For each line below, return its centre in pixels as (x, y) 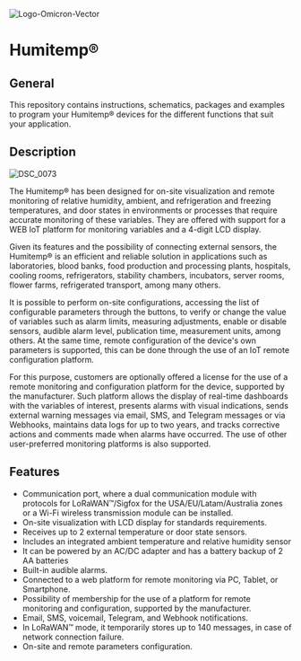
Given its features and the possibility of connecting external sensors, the (143, 246)
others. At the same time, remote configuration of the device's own (133, 340)
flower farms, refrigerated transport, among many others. (115, 285)
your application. (40, 124)
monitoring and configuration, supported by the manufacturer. (137, 608)
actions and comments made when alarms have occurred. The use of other (148, 434)
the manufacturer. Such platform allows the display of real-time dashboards (149, 396)
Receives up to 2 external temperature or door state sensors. (135, 532)
